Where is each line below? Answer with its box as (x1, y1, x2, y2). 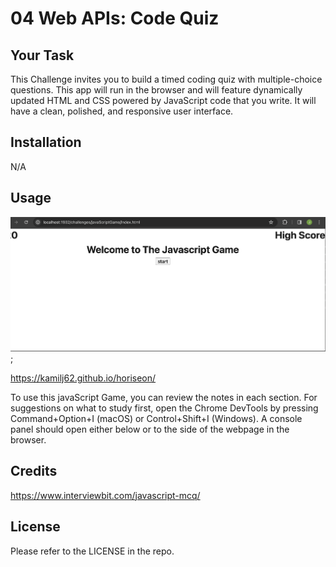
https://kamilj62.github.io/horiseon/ (10, 372, 157, 384)
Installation (10, 134, 82, 151)
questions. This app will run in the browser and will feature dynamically (10, 84, 303, 96)
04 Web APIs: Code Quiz (10, 7, 220, 30)
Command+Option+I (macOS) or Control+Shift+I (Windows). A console (10, 412, 303, 424)
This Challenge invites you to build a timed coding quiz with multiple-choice (10, 73, 323, 85)
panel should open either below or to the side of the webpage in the (10, 423, 290, 435)
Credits (10, 463, 58, 480)
